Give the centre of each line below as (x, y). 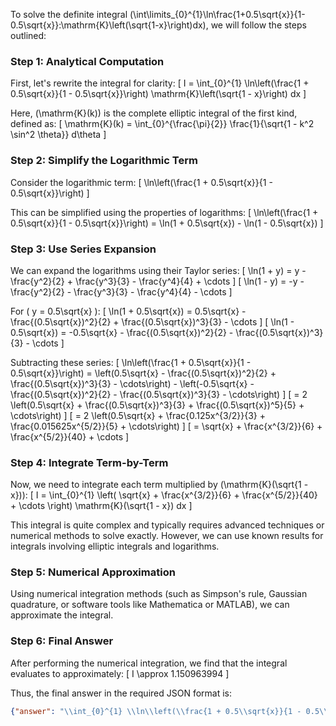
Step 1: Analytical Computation (87, 61)
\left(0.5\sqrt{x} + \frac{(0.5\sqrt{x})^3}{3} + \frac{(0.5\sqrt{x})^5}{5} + (157, 405)
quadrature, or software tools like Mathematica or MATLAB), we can (150, 605)
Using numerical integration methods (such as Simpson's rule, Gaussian (159, 594)
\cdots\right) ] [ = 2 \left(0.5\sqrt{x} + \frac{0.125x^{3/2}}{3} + (138, 415)
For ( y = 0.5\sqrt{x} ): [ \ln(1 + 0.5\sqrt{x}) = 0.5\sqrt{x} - (128, 311)
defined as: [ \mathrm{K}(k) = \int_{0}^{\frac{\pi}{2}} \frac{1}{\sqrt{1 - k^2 (162, 124)
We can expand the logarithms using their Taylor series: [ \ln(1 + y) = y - (158, 270)
